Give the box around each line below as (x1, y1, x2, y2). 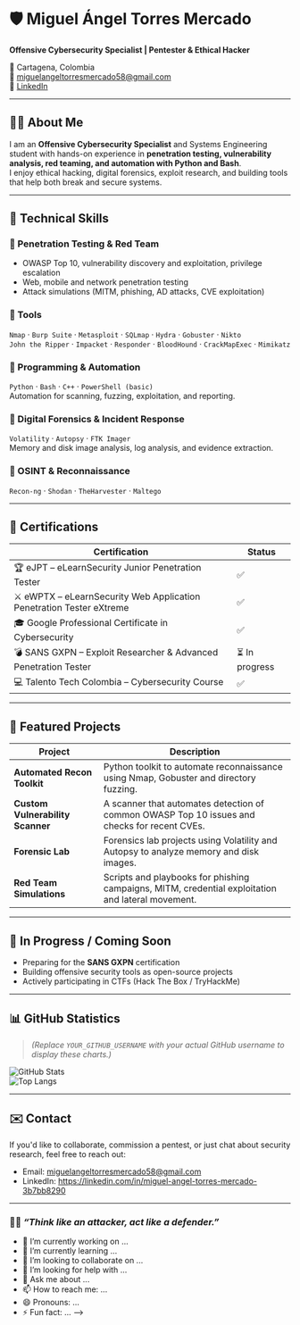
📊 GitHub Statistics (9, 1012, 121, 1027)
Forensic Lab (13, 846, 70, 858)
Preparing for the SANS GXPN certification (21, 957, 180, 968)
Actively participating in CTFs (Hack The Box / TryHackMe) (21, 976, 241, 987)
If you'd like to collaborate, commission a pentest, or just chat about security (9, 1139, 291, 1150)
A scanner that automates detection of (103, 797, 265, 810)
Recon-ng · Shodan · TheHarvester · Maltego (9, 485, 162, 496)
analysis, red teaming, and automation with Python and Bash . (9, 157, 242, 168)
